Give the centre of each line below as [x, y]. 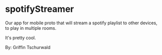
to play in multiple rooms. [31, 28]
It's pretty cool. [20, 38]
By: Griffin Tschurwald [28, 47]
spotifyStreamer [40, 9]
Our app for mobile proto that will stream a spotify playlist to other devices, [81, 23]
